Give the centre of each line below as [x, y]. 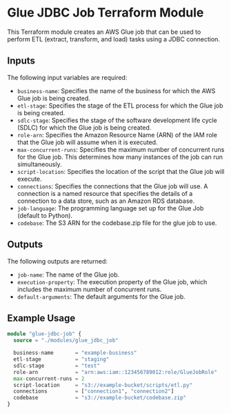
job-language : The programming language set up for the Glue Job [110, 208]
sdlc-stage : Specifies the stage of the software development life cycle [117, 120]
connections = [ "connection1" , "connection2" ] [94, 391]
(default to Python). [45, 215]
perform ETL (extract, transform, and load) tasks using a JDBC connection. [114, 39]
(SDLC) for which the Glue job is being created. [84, 127]
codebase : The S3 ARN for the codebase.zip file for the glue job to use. [117, 223]
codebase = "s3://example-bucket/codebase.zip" [100, 398]
